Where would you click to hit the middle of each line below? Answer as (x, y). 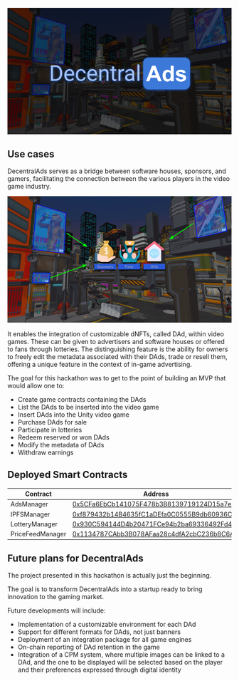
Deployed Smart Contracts (68, 475)
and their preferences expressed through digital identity (99, 670)
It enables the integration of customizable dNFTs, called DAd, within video (116, 334)
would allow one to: (36, 385)
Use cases (31, 154)
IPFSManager (30, 514)
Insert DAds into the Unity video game (73, 415)
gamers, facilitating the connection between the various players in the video (118, 179)
